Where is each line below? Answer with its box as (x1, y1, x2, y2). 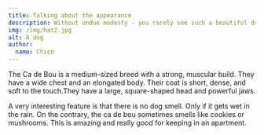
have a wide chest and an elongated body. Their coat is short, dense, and (8, 78, 246, 87)
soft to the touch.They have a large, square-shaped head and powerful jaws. (8, 86, 256, 95)
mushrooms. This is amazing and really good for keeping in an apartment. (8, 119, 247, 127)
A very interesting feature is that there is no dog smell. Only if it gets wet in (8, 101, 250, 111)
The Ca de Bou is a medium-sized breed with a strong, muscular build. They (8, 70, 255, 78)
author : (8, 41, 34, 49)
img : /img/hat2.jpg (8, 26, 72, 34)
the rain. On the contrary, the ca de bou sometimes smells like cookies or (8, 110, 245, 119)
